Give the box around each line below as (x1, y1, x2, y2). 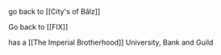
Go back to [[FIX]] (8, 22, 69, 31)
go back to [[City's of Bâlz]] (8, 7, 101, 16)
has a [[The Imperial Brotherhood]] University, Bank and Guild (8, 37, 214, 47)
